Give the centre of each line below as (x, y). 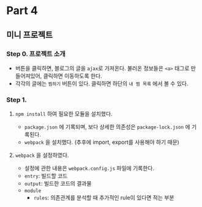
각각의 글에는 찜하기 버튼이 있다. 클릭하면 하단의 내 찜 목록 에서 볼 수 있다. (102, 83)
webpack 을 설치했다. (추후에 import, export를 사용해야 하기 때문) (102, 142)
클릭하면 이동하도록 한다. (73, 76)
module (33, 191)
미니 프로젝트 (30, 35)
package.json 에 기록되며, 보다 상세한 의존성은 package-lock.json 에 (107, 127)
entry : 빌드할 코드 (46, 176)
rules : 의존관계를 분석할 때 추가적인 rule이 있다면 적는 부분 (104, 198)
